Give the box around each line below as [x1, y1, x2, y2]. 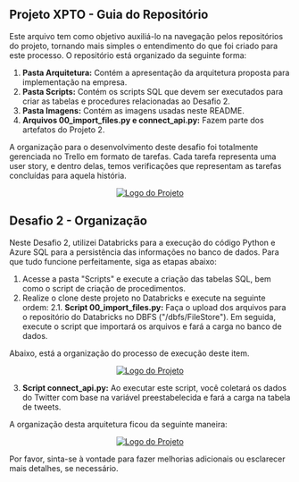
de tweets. [21, 402, 62, 412]
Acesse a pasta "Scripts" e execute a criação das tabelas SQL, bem [21, 273, 272, 284]
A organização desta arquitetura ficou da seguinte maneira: [9, 419, 228, 429]
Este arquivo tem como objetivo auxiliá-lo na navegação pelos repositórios [9, 30, 284, 41]
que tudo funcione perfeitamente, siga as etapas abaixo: [9, 256, 217, 266]
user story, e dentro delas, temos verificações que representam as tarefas [9, 160, 282, 171]
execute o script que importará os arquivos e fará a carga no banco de [21, 321, 283, 332]
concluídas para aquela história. [9, 170, 127, 181]
